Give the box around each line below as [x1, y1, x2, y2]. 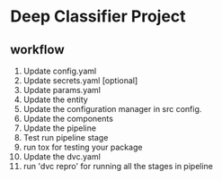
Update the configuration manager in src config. [22, 104, 202, 114]
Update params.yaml [22, 85, 102, 95]
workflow [10, 42, 65, 57]
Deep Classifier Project [10, 6, 187, 27]
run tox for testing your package [22, 141, 143, 152]
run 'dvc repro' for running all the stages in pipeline [22, 161, 214, 171]
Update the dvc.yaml [22, 151, 102, 162]
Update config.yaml [22, 65, 97, 76]
